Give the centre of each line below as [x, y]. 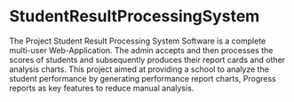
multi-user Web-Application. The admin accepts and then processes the [141, 50]
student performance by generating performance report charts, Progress [143, 78]
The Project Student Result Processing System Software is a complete [138, 41]
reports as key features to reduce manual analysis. [102, 88]
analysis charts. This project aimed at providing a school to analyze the [139, 69]
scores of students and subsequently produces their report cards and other [147, 59]
